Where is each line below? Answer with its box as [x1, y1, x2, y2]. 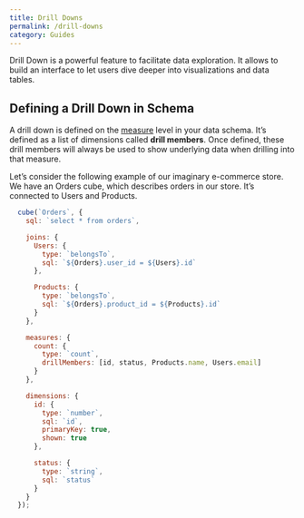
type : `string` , [42, 466, 103, 476]
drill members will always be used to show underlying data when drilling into [9, 144, 295, 155]
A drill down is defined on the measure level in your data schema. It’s [9, 124, 267, 136]
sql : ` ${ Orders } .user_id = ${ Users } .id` [42, 258, 197, 268]
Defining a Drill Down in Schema [9, 101, 195, 116]
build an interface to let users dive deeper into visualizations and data [9, 64, 270, 75]
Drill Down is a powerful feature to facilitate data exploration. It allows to [9, 55, 279, 66]
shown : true [42, 434, 88, 443]
